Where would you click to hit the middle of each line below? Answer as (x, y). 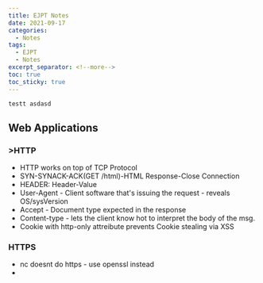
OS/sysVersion (44, 201)
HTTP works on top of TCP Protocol (78, 168)
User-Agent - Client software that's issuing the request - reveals (125, 193)
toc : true (25, 75)
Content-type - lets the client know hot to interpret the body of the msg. (137, 218)
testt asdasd (30, 104)
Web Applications (53, 128)
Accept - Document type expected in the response (103, 210)
